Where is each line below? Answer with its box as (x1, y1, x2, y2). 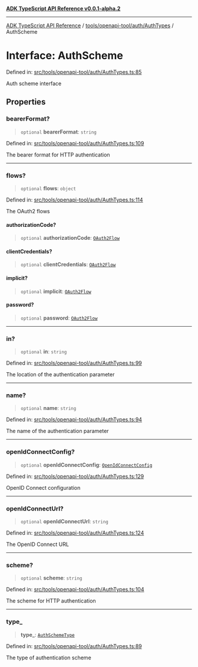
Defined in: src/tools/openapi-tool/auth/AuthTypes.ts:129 (6, 473, 144, 480)
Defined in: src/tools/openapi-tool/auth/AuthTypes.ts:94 (6, 416, 143, 423)
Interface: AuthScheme (6, 49, 124, 63)
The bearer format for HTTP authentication (6, 151, 110, 158)
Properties (6, 97, 46, 107)
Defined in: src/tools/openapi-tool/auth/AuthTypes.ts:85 (6, 68, 142, 76)
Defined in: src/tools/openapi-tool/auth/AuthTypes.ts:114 (6, 196, 143, 203)
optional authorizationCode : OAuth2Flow (20, 235, 120, 242)
